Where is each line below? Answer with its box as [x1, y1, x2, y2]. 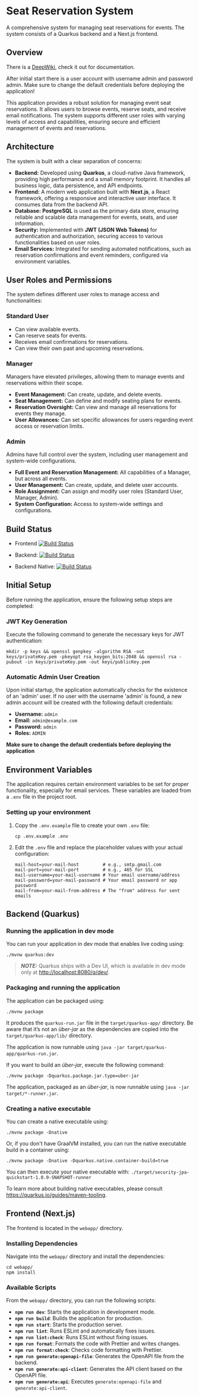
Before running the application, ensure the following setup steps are [6, 596, 173, 603]
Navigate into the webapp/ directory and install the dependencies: [6, 1253, 165, 1260]
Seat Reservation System [6, 4, 134, 18]
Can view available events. [14, 325, 80, 333]
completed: [6, 602, 34, 609]
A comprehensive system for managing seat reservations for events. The [6, 24, 185, 31]
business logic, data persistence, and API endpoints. [14, 182, 144, 189]
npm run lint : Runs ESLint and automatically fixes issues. [14, 1327, 156, 1334]
